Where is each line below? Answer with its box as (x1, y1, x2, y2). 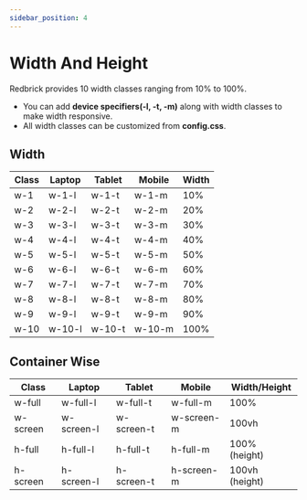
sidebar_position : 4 (9, 13, 89, 23)
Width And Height (9, 52, 149, 73)
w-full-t (115, 397, 153, 410)
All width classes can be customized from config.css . (22, 120, 227, 131)
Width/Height (231, 381, 292, 394)
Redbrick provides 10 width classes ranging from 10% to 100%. (9, 83, 248, 94)
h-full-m (171, 443, 210, 456)
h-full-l (60, 443, 94, 456)
